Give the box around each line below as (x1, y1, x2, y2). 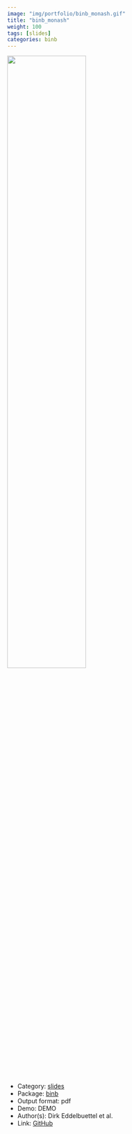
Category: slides (17, 1082, 65, 1091)
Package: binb (17, 1089, 59, 1098)
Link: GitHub (17, 1119, 53, 1128)
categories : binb (7, 36, 58, 43)
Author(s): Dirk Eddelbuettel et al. (17, 1112, 113, 1120)
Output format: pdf (17, 1097, 72, 1105)
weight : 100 (7, 23, 42, 30)
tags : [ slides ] (7, 29, 51, 37)
